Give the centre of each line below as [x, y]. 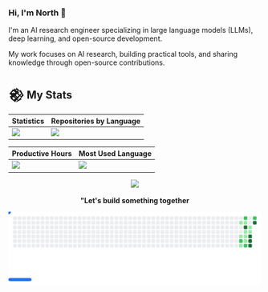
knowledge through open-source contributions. [87, 62]
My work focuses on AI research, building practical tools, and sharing [123, 54]
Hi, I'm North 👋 [37, 13]
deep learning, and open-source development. [85, 38]
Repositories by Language [96, 121]
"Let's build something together [135, 200]
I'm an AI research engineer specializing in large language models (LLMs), [131, 30]
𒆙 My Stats [40, 95]
